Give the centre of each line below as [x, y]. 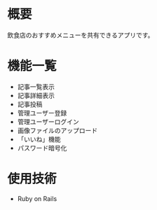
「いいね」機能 [39, 139]
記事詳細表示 [36, 95]
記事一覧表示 [36, 86]
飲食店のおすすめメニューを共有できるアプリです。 [81, 35]
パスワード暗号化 [42, 148]
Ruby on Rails [37, 198]
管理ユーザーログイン [48, 121]
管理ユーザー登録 [42, 113]
